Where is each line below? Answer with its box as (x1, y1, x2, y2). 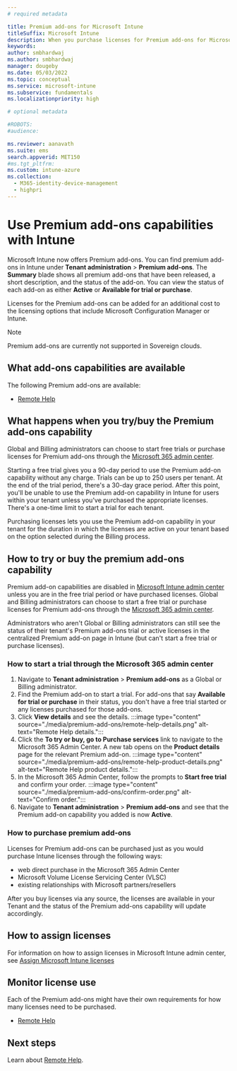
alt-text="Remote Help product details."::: (17, 765, 138, 774)
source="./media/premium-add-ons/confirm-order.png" (17, 788, 180, 797)
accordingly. (7, 909, 44, 917)
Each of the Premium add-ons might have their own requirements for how (7, 995, 221, 1004)
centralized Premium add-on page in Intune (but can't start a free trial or (7, 634, 217, 642)
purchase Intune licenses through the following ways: (7, 852, 163, 860)
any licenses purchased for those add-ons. (17, 705, 143, 714)
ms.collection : (7, 173, 52, 180)
